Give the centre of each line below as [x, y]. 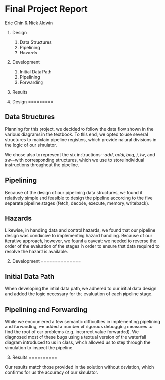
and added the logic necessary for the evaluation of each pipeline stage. [79, 294]
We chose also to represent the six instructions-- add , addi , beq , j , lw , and [80, 154]
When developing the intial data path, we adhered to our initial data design [81, 289]
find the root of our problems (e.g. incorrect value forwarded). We [72, 332]
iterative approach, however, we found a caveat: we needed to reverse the [81, 241]
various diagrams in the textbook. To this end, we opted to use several [77, 134]
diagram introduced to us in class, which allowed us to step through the [78, 342]
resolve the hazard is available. [37, 252]
